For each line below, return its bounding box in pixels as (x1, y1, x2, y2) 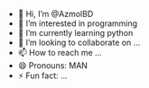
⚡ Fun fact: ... (17, 70, 68, 81)
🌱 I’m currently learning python (17, 28, 134, 38)
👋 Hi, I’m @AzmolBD (17, 9, 94, 19)
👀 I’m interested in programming (17, 18, 138, 29)
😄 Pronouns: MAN (17, 60, 88, 71)
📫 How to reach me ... (17, 48, 102, 57)
